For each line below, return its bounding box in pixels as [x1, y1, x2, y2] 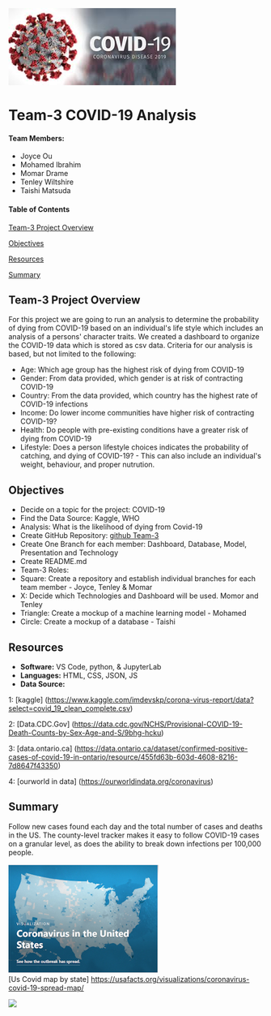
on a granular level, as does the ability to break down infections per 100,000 [8, 838, 261, 848]
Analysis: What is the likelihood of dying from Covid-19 [19, 522, 203, 532]
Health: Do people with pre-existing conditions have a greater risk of [19, 425, 249, 435]
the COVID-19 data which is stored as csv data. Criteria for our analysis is [8, 341, 253, 351]
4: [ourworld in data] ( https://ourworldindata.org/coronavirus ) [8, 777, 214, 786]
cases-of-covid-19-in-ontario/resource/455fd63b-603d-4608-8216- [8, 752, 239, 762]
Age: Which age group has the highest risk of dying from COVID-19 [19, 365, 244, 375]
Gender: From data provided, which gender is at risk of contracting [19, 373, 243, 383]
